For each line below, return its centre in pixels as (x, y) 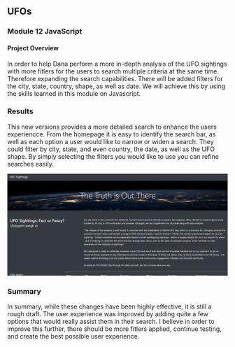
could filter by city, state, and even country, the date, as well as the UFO (111, 149)
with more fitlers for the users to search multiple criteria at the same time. (113, 71)
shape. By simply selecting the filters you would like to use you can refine (113, 156)
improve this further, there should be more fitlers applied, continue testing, (114, 329)
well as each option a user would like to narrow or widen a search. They (111, 141)
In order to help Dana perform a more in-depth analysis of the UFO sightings (117, 64)
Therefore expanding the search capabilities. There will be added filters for (115, 78)
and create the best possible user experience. (73, 337)
